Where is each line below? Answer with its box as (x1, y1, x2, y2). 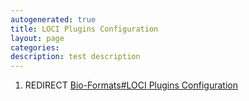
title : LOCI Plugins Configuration (10, 24, 159, 34)
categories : (10, 42, 60, 53)
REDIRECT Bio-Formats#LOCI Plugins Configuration (24, 79, 238, 91)
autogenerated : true (10, 14, 97, 25)
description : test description (10, 52, 141, 62)
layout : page (10, 33, 65, 43)
